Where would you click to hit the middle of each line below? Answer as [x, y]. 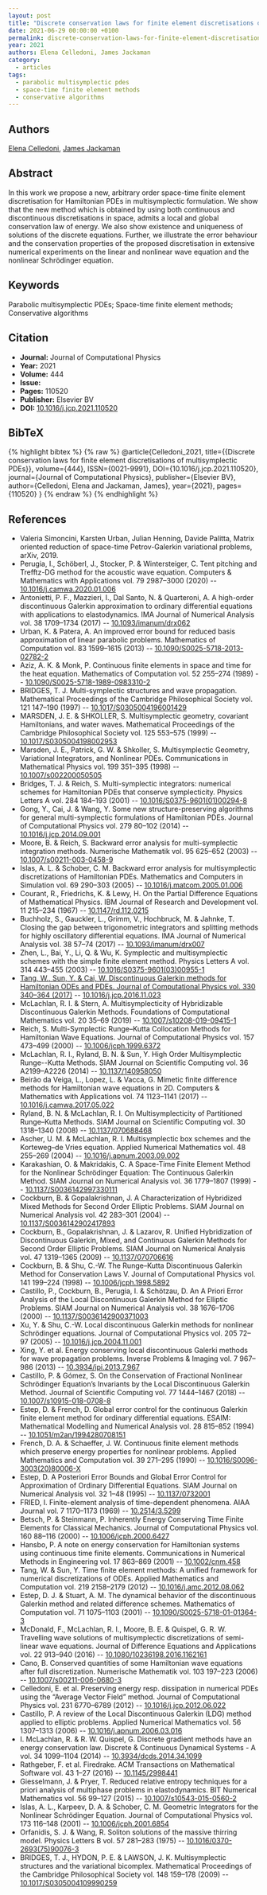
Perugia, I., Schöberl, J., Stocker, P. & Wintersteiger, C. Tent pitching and [138, 564]
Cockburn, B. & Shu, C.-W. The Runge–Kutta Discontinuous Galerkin [131, 1265]
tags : [17, 75]
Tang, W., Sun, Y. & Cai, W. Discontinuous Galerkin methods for [123, 978]
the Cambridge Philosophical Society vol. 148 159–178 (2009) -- [124, 1874]
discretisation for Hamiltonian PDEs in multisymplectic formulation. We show [133, 201]
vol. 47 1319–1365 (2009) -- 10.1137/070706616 [96, 1257]
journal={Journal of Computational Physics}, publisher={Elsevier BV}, [122, 478]
